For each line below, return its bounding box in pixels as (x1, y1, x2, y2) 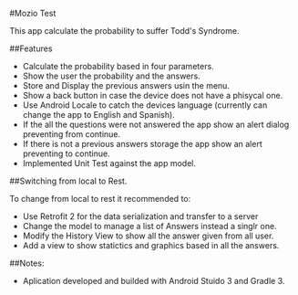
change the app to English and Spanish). (22, 110, 175, 120)
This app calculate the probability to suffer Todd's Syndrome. (9, 26, 240, 36)
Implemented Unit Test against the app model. (22, 158, 196, 168)
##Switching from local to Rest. (9, 175, 128, 186)
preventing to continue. (22, 148, 111, 159)
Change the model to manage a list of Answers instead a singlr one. (22, 221, 277, 231)
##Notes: (9, 258, 45, 269)
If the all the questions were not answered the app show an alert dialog (22, 119, 290, 130)
